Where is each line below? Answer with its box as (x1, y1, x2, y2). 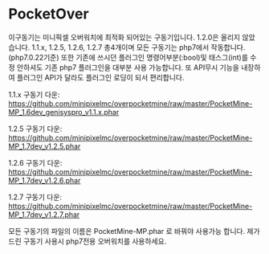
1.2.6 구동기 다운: (8, 158, 63, 167)
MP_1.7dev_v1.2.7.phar (8, 210, 80, 219)
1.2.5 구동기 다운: (8, 124, 63, 133)
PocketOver (8, 5, 90, 23)
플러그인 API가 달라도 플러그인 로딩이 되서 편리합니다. (16, 72, 185, 82)
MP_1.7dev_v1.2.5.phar (8, 141, 81, 151)
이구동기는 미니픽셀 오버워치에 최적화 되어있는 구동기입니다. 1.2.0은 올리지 (8, 32, 241, 42)
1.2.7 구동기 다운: (8, 192, 63, 202)
